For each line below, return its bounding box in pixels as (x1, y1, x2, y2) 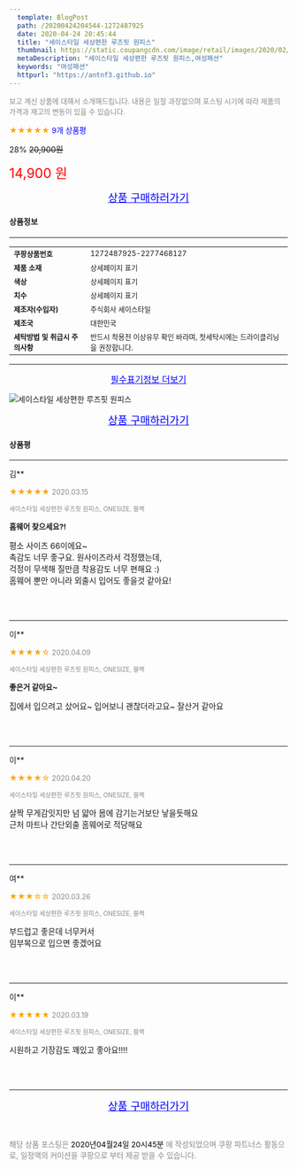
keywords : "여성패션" (17, 63, 90, 72)
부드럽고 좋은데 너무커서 (9, 926, 95, 937)
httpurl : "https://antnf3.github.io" (17, 71, 156, 80)
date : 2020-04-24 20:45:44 (17, 29, 117, 38)
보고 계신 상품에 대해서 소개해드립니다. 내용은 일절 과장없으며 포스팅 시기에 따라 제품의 (9, 97, 281, 106)
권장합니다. (98, 343, 134, 352)
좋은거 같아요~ (9, 683, 58, 693)
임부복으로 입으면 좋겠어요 (9, 938, 102, 948)
